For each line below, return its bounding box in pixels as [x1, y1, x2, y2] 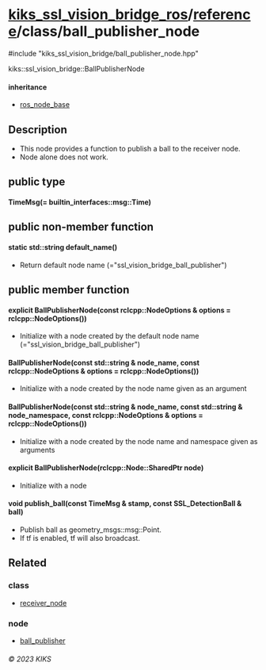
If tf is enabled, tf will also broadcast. [19, 533, 141, 542]
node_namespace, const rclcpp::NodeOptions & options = [8, 410, 203, 419]
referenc [192, 6, 251, 24]
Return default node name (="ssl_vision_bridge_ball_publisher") [19, 260, 227, 270]
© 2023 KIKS [8, 654, 51, 664]
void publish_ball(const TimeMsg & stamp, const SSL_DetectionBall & [8, 499, 242, 508]
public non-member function [8, 220, 154, 234]
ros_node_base [19, 100, 70, 109]
